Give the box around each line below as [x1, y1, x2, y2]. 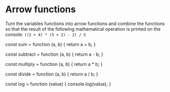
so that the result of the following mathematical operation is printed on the [5, 26, 161, 32]
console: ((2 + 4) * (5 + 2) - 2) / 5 [5, 31, 87, 37]
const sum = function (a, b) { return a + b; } [5, 41, 96, 47]
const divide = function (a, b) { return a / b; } [5, 71, 98, 77]
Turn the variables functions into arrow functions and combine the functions [5, 20, 165, 27]
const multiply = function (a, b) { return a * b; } [5, 61, 103, 67]
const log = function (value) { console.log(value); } [5, 81, 111, 87]
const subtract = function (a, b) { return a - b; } [5, 51, 103, 57]
